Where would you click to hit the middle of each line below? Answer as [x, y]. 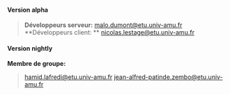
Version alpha [28, 10]
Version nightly [30, 48]
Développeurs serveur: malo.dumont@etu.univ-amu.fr [103, 25]
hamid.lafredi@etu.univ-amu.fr [68, 77]
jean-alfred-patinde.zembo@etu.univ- [168, 77]
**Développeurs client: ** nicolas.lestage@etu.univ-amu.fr [109, 33]
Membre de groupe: [37, 64]
